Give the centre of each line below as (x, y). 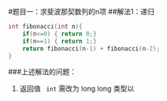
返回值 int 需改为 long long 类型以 (77, 88)
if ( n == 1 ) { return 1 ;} (59, 41)
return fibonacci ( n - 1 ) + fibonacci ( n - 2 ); (91, 49)
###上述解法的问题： (43, 72)
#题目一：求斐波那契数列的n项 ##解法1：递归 (82, 11)
